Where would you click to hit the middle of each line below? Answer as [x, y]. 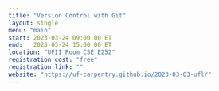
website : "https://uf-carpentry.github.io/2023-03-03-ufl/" [110, 74]
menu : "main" [30, 30]
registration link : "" [46, 67]
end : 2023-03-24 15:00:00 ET [60, 45]
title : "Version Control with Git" [67, 15]
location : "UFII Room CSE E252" [62, 52]
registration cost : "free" [53, 60]
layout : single [33, 23]
